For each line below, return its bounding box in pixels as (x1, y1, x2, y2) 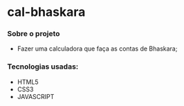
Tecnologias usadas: (7, 62, 79, 71)
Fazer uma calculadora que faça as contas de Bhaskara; (17, 44, 178, 53)
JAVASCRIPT (17, 92, 55, 100)
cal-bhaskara (7, 4, 86, 20)
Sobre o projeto (7, 29, 60, 39)
